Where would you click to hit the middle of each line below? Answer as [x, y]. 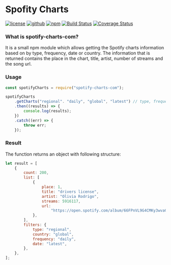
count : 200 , [36, 173]
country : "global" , [53, 234]
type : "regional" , [52, 229]
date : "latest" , [50, 244]
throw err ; [35, 125]
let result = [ [21, 163]
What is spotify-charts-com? [42, 37]
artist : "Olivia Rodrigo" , [70, 196]
